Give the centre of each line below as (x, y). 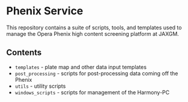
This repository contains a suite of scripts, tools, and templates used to (94, 27)
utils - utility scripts (40, 86)
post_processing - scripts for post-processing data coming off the (96, 73)
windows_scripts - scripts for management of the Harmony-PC (92, 92)
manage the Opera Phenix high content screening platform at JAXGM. (92, 33)
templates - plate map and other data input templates (81, 67)
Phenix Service (45, 11)
